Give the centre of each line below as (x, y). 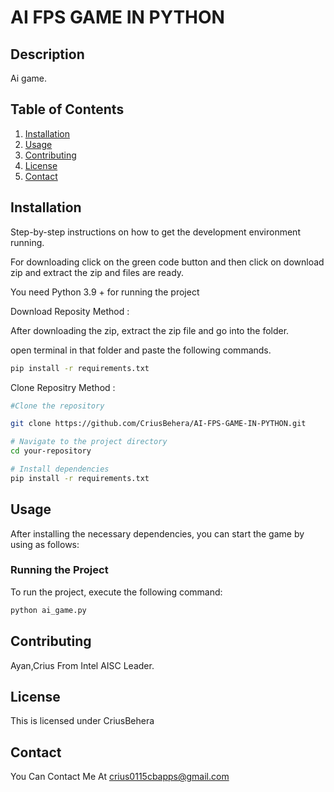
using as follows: (45, 544)
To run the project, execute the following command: (116, 592)
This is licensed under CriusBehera (82, 721)
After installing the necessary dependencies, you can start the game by (157, 533)
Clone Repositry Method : (63, 387)
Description (47, 54)
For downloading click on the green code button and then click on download (167, 262)
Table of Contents (67, 109)
